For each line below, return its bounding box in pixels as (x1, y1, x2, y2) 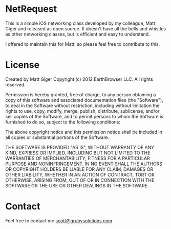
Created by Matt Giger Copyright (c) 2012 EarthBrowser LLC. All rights (5, 76, 154, 82)
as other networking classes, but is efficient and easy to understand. (5, 31, 150, 37)
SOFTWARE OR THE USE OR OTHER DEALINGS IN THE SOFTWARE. (5, 182, 149, 188)
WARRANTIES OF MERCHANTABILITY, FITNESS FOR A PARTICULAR (5, 155, 150, 161)
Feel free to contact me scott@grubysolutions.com (5, 217, 113, 224)
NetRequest (5, 3, 57, 15)
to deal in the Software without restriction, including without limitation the (5, 102, 160, 109)
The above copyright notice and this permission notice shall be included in (5, 129, 162, 135)
